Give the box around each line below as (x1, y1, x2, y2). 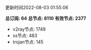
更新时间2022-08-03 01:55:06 (5, 5, 68, 10)
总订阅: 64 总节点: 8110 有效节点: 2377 (5, 15, 86, 21)
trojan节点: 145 (12, 39, 44, 45)
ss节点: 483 (12, 33, 37, 38)
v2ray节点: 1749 (12, 26, 46, 32)
